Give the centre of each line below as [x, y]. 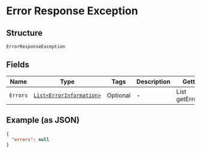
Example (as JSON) [43, 120]
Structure [25, 33]
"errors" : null [31, 139]
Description [153, 82]
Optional [119, 95]
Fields [18, 65]
